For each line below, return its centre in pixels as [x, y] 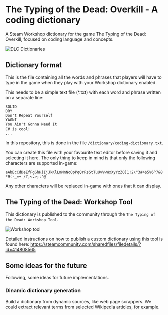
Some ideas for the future [46, 265]
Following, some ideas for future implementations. [57, 278]
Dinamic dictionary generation [43, 291]
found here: [17, 244]
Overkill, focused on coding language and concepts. [59, 39]
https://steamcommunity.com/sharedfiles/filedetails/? [86, 244]
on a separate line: [24, 97]
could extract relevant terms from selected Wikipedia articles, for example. [82, 307]
